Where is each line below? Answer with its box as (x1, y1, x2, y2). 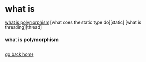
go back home (5, 51, 34, 57)
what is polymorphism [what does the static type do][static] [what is (5, 19, 142, 25)
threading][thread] (5, 24, 42, 30)
